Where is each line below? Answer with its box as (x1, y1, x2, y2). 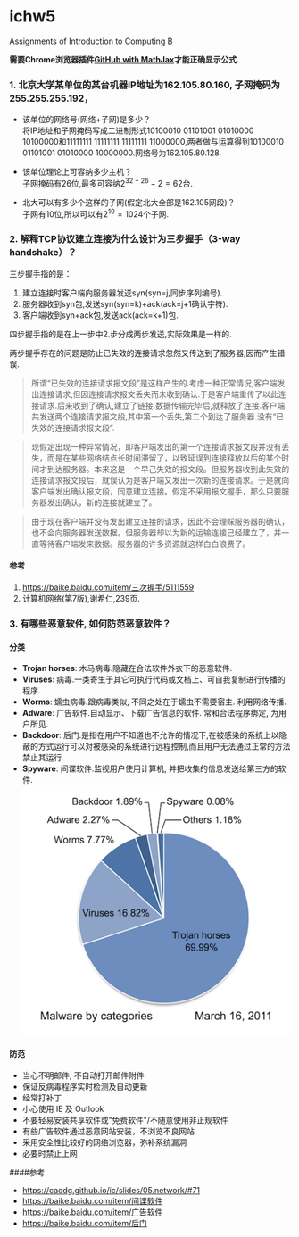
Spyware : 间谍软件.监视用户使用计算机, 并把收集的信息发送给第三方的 (21, 763, 278, 774)
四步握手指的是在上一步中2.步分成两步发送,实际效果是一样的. (9, 328, 232, 339)
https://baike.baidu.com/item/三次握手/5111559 (21, 582, 195, 593)
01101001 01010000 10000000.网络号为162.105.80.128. (21, 147, 221, 158)
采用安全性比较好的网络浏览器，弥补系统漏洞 (21, 1136, 187, 1148)
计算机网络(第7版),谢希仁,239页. (21, 594, 140, 604)
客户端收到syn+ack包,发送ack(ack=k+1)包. (21, 310, 179, 320)
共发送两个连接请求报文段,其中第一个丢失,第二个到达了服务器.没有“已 (30, 411, 285, 421)
